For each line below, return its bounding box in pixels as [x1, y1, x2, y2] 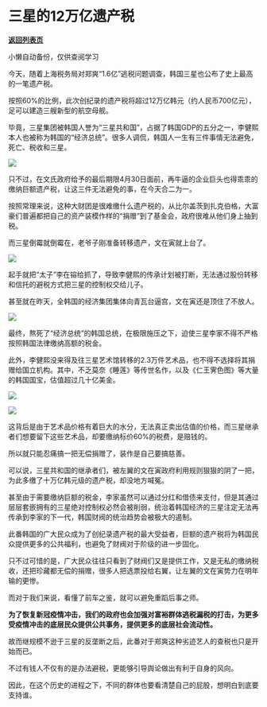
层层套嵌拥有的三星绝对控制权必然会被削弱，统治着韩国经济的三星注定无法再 [8, 502, 259, 511]
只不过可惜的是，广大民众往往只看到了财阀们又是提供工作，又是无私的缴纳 [8, 556, 252, 565]
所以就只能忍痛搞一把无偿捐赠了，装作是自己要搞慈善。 [8, 449, 189, 458]
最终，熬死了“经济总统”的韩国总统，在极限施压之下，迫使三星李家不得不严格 [8, 328, 258, 338]
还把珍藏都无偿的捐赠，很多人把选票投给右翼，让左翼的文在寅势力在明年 [21, 565, 259, 575]
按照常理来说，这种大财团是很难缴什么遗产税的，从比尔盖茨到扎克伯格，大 [8, 200, 252, 211]
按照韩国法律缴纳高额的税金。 [8, 338, 106, 348]
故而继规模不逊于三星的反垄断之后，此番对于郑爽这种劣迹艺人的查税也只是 [8, 636, 252, 646]
